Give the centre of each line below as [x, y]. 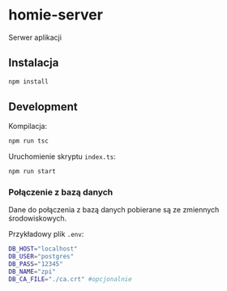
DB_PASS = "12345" [36, 264]
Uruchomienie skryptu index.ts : [62, 156]
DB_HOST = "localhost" [43, 249]
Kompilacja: [28, 126]
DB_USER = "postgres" [41, 257]
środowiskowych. [38, 218]
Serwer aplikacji [35, 37]
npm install [28, 81]
